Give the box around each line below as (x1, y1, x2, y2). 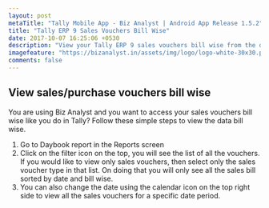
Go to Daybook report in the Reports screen (19, 139, 164, 149)
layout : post (8, 11, 52, 20)
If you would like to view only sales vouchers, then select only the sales (19, 157, 256, 166)
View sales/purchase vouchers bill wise (8, 86, 211, 100)
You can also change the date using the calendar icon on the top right (19, 182, 251, 192)
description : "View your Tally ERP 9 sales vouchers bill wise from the (8, 42, 256, 50)
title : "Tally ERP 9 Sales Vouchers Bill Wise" (8, 26, 171, 34)
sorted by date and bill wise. (19, 174, 114, 183)
